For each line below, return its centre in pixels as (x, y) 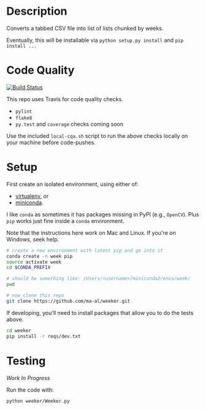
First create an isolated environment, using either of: (72, 184)
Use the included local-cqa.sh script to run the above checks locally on (97, 135)
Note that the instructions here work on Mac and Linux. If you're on (91, 233)
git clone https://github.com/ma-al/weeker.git (68, 301)
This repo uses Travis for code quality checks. (65, 99)
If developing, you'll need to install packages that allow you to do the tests (100, 313)
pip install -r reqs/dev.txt (44, 336)
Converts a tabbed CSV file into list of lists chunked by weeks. (85, 28)
